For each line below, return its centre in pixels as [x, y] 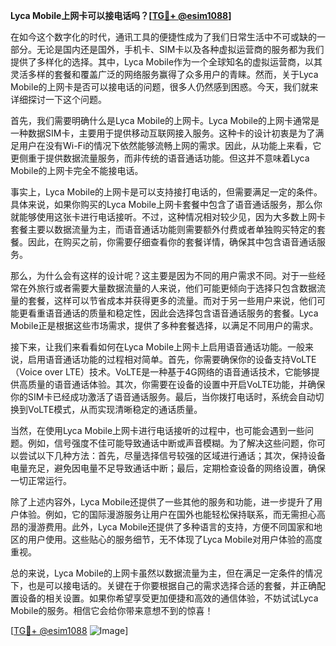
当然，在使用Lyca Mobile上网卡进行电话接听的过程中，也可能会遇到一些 [158, 430]
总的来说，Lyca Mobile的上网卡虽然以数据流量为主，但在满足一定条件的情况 [166, 573]
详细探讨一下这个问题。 [58, 99]
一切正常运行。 [41, 480]
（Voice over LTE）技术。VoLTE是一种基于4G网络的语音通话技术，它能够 [161, 372]
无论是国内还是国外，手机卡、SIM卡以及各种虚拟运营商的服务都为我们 [180, 49]
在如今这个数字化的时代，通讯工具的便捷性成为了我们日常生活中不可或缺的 [163, 37]
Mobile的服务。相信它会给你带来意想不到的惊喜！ [112, 610]
